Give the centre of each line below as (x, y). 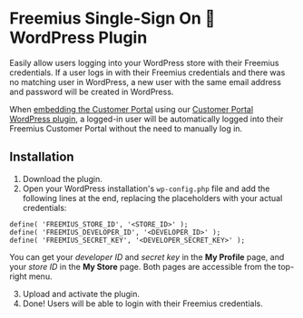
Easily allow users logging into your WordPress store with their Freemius (144, 63)
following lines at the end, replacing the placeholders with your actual (152, 198)
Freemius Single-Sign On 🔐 (112, 19)
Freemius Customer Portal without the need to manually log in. (126, 128)
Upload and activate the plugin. (81, 294)
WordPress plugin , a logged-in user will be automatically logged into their (147, 119)
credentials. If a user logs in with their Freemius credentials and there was (147, 72)
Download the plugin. (62, 178)
